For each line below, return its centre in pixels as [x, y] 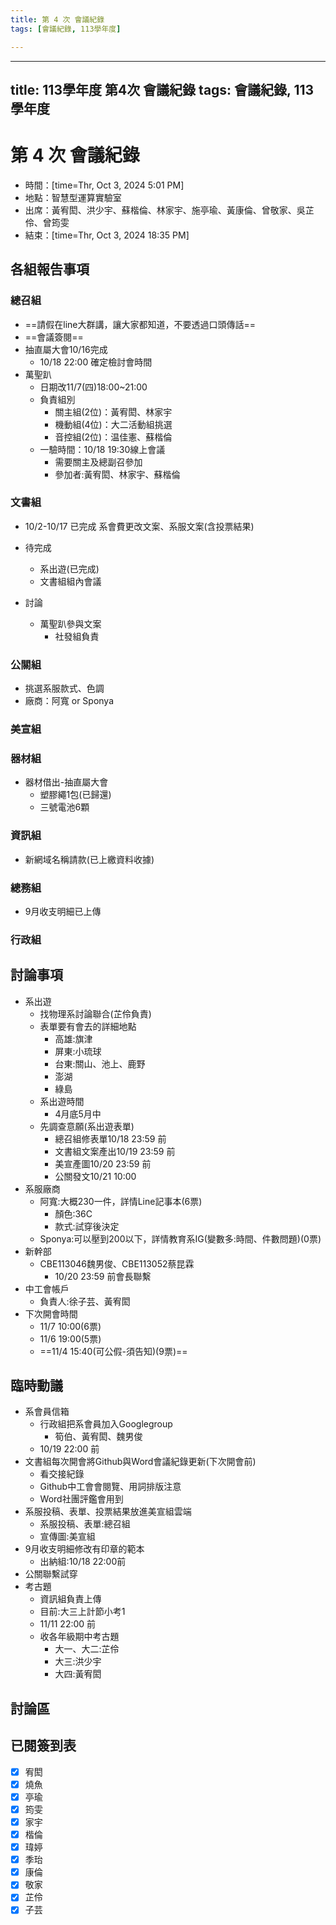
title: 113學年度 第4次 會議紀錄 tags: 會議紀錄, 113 [162, 89]
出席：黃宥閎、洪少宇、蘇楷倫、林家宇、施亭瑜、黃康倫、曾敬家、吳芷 [169, 210]
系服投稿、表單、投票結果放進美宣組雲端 [108, 1512]
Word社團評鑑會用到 [81, 1499]
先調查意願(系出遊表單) [87, 1126]
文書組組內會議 [70, 581]
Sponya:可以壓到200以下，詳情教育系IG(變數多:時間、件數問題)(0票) [180, 1238]
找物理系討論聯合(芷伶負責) [95, 1013]
